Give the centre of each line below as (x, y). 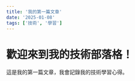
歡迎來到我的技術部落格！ (70, 54)
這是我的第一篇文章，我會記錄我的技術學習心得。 (67, 72)
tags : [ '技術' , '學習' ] (34, 23)
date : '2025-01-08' (31, 17)
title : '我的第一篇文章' (34, 12)
